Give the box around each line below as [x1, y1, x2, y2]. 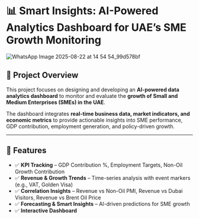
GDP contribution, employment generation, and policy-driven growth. [6, 122, 175, 130]
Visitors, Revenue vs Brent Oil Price [14, 193, 101, 201]
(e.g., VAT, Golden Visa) [14, 181, 73, 188]
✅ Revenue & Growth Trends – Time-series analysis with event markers [14, 174, 191, 181]
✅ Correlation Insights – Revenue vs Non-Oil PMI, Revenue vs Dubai [14, 187, 183, 194]
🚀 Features [6, 145, 47, 155]
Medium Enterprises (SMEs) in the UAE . [6, 99, 105, 106]
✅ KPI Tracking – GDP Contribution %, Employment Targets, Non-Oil [14, 161, 183, 169]
